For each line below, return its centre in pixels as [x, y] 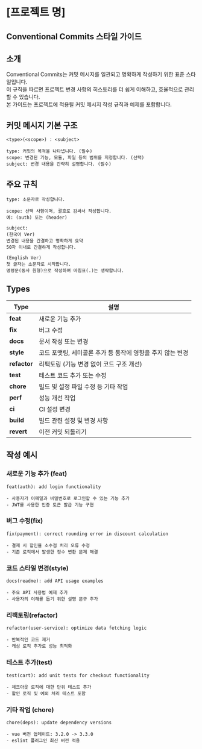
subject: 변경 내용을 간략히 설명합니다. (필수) [59, 164]
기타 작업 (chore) [30, 710]
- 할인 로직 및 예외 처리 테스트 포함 [46, 694]
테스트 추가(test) [30, 662]
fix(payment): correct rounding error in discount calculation [87, 534]
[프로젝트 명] [36, 12]
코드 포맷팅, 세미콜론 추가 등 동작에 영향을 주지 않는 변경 [114, 353]
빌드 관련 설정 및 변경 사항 [74, 421]
